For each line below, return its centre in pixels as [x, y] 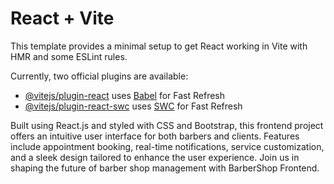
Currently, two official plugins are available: [99, 76]
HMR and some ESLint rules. [69, 56]
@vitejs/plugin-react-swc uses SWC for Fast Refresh [133, 106]
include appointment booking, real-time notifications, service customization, [167, 146]
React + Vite [62, 18]
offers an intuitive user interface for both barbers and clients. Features [155, 136]
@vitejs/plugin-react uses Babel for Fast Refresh [125, 95]
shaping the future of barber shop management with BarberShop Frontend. [165, 168]
